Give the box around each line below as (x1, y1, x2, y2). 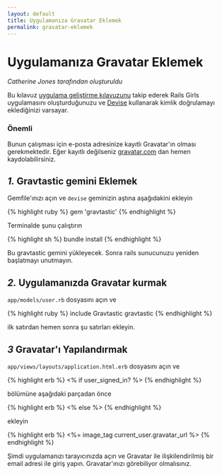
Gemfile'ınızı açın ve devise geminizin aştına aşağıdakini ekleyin (7, 194, 193, 202)
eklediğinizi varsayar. (7, 106, 69, 115)
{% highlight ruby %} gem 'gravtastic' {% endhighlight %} (7, 208, 177, 216)
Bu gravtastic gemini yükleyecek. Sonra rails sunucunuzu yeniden (7, 249, 199, 257)
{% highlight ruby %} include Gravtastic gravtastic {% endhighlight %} (7, 309, 213, 318)
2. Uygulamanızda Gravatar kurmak (7, 276, 168, 288)
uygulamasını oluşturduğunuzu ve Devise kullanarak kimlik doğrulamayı (7, 98, 216, 107)
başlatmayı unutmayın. (7, 256, 73, 265)
